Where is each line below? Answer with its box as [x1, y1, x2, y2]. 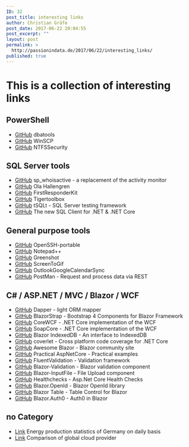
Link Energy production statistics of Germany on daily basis [14, 427, 161, 435]
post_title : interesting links [6, 14, 84, 20]
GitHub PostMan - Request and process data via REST [14, 273, 148, 280]
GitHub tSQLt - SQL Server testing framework [14, 202, 127, 209]
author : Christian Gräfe [6, 20, 68, 26]
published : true [6, 53, 46, 59]
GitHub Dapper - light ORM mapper [14, 306, 102, 313]
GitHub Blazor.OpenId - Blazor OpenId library [14, 382, 125, 389]
